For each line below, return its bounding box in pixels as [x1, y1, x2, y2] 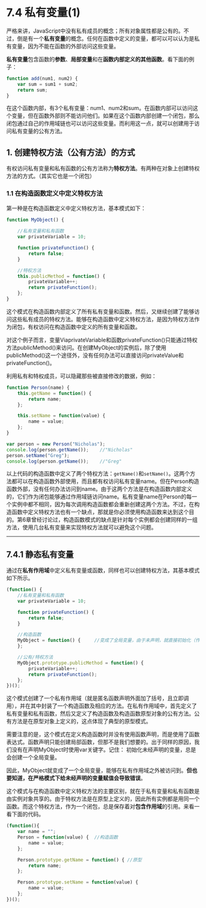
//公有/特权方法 [17, 654, 53, 660]
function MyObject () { [6, 216, 64, 223]
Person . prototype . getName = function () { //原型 [17, 856, 142, 863]
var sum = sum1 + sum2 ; [17, 81, 78, 87]
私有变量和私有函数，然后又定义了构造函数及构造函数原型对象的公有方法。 [6, 710, 194, 718]
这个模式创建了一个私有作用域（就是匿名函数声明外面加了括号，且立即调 [6, 695, 189, 702]
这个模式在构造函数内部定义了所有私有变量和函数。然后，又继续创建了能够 [6, 308, 194, 315]
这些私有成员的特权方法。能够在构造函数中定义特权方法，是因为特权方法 [11, 315, 194, 323]
